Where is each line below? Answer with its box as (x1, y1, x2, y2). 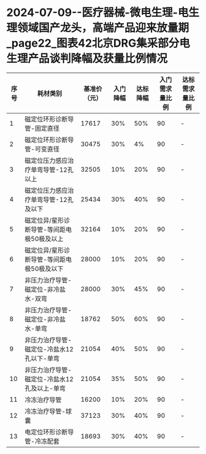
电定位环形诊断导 (24, 428, 74, 436)
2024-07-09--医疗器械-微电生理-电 (6, 6, 189, 20)
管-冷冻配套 (24, 437, 60, 445)
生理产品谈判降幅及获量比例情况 (6, 52, 168, 66)
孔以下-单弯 (24, 354, 60, 363)
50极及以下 (30, 264, 64, 273)
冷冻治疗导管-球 (24, 407, 72, 415)
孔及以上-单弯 (24, 384, 66, 393)
